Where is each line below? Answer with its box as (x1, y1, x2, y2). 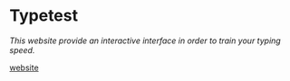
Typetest (9, 5, 79, 26)
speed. (9, 44, 35, 55)
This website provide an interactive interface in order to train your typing (9, 35, 281, 46)
